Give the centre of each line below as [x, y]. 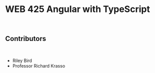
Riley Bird [22, 60]
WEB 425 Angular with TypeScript [77, 9]
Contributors [26, 39]
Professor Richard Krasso [39, 65]
